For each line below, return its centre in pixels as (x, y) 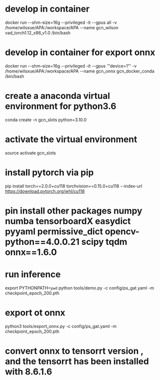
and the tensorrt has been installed (77, 361)
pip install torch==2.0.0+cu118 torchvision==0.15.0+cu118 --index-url (74, 186)
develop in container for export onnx (80, 53)
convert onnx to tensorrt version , (74, 351)
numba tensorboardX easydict (68, 221)
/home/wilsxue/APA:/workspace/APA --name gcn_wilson (62, 27)
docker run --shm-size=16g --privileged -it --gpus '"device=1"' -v (71, 66)
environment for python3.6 (61, 106)
